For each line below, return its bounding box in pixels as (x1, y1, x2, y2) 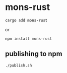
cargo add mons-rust (5, 18, 48, 23)
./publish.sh (5, 63, 32, 68)
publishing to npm (5, 50, 63, 58)
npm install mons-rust (5, 36, 52, 41)
